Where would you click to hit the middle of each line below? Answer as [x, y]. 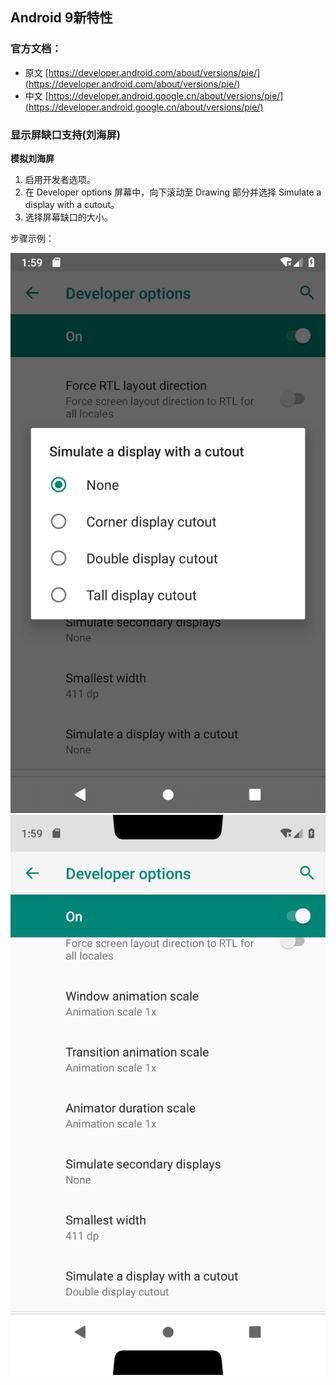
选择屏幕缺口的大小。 [68, 217]
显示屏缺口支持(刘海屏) [65, 135]
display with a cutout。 [72, 204]
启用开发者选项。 [60, 179]
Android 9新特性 [61, 18]
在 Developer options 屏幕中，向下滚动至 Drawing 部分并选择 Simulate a [173, 192]
